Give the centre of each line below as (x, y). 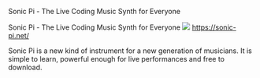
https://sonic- (214, 27)
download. (25, 67)
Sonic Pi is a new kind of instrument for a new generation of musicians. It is (130, 51)
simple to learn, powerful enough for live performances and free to (117, 59)
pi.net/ (19, 35)
